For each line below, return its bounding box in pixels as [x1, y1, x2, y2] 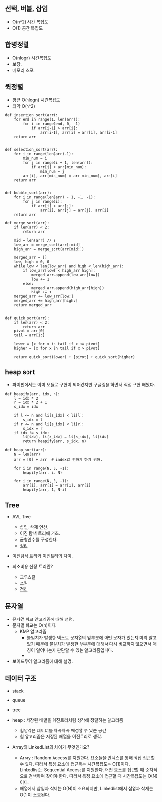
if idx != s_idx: [14, 431, 50, 436]
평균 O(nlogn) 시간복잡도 [12, 97, 60, 103]
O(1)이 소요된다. [19, 791, 51, 798]
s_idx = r [23, 426, 43, 431]
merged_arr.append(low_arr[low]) [31, 273, 100, 278]
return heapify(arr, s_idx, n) [23, 439, 87, 444]
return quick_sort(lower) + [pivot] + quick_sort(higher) [14, 355, 135, 360]
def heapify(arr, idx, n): [5, 392, 60, 397]
